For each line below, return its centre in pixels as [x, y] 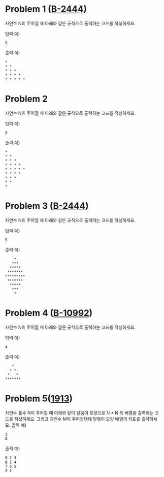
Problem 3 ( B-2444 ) [47, 206]
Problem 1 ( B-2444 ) [46, 9]
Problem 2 [26, 99]
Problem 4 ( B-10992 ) [49, 313]
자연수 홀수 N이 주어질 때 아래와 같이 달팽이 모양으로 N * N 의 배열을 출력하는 [80, 413]
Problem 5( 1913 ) [39, 398]
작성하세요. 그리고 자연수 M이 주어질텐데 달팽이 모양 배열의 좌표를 [77, 419]
